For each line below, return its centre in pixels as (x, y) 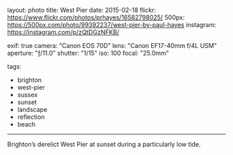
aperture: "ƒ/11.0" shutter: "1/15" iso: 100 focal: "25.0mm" (88, 53)
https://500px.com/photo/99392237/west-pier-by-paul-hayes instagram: (112, 25)
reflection (31, 117)
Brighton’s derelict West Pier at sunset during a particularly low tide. (104, 144)
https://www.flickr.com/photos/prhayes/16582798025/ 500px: (96, 17)
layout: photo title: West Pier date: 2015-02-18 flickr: (81, 10)
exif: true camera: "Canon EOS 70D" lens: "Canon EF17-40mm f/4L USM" (112, 46)
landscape (32, 109)
